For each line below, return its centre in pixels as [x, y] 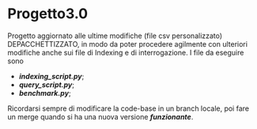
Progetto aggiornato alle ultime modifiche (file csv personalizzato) [115, 36]
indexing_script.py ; [51, 76]
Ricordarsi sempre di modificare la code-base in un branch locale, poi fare [128, 108]
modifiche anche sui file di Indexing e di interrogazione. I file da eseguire [126, 52]
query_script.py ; [47, 85]
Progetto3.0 [48, 14]
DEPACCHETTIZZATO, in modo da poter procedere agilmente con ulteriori [128, 44]
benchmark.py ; [45, 93]
